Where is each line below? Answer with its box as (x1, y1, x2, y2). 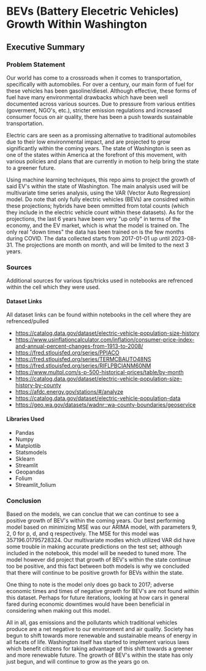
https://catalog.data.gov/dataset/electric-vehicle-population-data (15, 394, 181, 402)
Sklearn (15, 455, 35, 462)
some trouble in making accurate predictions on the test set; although (6, 543, 182, 550)
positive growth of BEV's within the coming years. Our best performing (6, 516, 185, 524)
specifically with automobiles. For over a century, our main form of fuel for (6, 80, 194, 88)
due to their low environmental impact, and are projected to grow (6, 138, 170, 145)
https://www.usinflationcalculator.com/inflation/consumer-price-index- (15, 336, 195, 343)
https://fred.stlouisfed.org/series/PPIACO (15, 349, 120, 356)
